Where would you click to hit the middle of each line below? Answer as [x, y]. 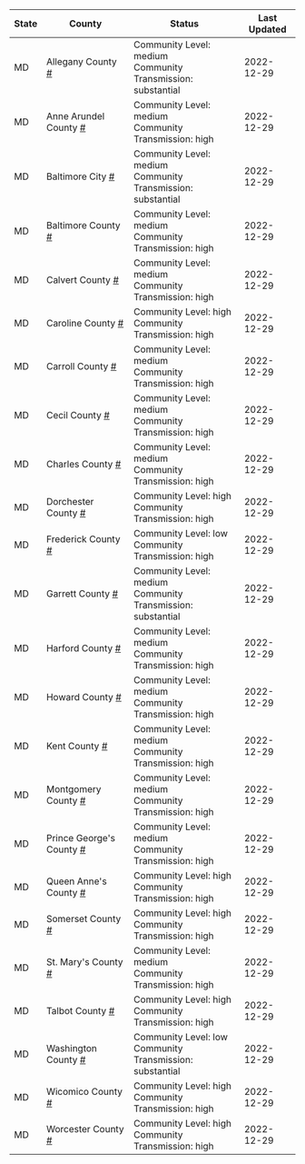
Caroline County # [85, 323]
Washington [72, 1048]
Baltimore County [83, 225]
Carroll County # [81, 366]
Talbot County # [80, 1011]
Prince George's [81, 838]
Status [185, 24]
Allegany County [82, 61]
